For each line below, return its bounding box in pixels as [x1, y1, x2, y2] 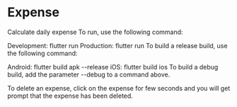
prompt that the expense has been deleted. [7, 91, 133, 100]
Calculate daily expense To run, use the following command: [7, 28, 183, 36]
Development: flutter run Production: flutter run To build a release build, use [7, 41, 228, 50]
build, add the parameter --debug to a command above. [7, 70, 170, 79]
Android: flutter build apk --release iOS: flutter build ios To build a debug [7, 62, 219, 71]
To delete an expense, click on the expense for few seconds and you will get [7, 84, 231, 92]
